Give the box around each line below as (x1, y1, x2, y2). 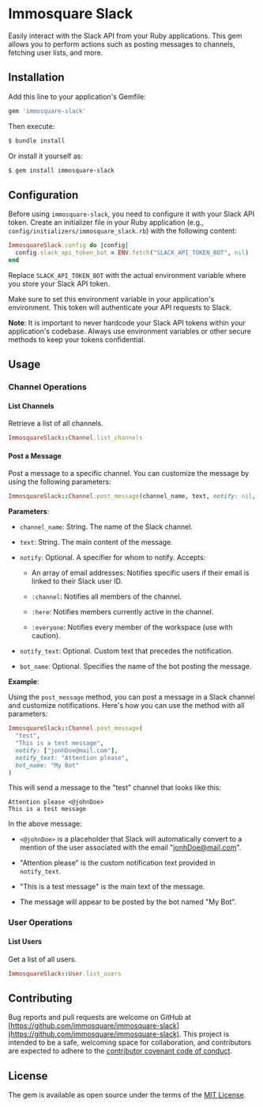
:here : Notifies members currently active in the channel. (31, 607, 214, 617)
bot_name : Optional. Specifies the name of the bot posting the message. (19, 662, 252, 671)
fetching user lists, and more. (8, 48, 103, 57)
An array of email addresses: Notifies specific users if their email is (31, 568, 250, 578)
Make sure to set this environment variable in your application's (8, 294, 215, 303)
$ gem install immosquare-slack (8, 166, 115, 174)
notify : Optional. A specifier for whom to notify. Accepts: (19, 553, 206, 562)
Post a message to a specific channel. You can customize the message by (8, 469, 250, 478)
